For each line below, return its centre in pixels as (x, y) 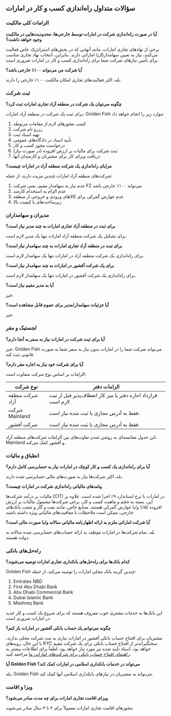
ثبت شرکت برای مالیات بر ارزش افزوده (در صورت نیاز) (65, 151)
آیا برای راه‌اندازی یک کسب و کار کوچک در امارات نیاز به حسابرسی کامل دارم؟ (78, 466)
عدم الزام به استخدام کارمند (40, 191)
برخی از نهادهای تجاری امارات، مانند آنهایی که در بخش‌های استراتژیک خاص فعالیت (82, 49)
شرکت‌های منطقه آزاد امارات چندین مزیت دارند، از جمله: (59, 175)
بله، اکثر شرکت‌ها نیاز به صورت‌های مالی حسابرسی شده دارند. (64, 476)
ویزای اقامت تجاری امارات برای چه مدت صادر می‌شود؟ (57, 698)
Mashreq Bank (28, 603)
